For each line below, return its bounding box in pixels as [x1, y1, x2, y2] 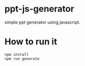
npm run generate [4, 56, 40, 61]
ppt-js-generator [4, 3, 74, 14]
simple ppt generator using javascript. [4, 19, 81, 25]
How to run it [4, 36, 57, 47]
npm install [4, 52, 29, 57]
